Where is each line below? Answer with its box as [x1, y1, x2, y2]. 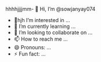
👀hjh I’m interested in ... [13, 17, 70, 23]
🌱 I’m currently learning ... [13, 23, 76, 30]
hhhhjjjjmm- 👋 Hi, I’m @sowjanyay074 [5, 6, 96, 12]
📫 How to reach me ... [13, 35, 68, 42]
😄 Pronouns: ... [13, 44, 52, 50]
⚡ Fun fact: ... [13, 50, 46, 57]
